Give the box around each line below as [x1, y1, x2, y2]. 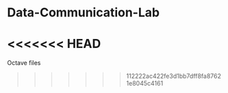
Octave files [7, 59, 41, 67]
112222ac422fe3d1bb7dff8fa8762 [126, 72, 221, 80]
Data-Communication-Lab [7, 5, 160, 21]
